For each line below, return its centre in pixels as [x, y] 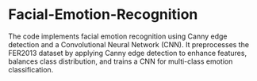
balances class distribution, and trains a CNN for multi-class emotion [121, 61]
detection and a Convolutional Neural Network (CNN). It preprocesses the [129, 44]
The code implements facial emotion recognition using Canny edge [118, 36]
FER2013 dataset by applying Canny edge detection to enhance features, [128, 53]
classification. [31, 69]
